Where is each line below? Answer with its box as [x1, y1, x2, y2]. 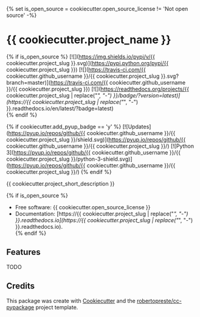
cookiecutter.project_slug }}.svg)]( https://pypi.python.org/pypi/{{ [6, 59, 169, 66]
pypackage [6, 304, 35, 311]
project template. [35, 304, 78, 311]
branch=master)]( [6, 78, 51, 86]
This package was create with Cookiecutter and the [6, 297, 136, 304]
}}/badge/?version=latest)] [113, 91, 181, 99]
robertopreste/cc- [136, 297, 182, 304]
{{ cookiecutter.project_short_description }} [6, 179, 115, 187]
